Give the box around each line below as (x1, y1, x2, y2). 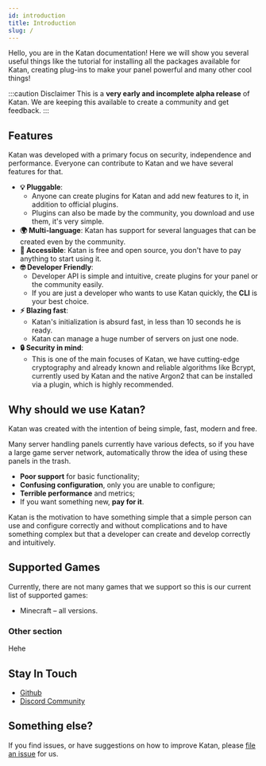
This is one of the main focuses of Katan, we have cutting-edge (31, 355, 240, 364)
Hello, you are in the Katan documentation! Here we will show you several (8, 49, 249, 58)
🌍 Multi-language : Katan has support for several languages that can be (19, 226, 256, 235)
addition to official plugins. (31, 200, 119, 209)
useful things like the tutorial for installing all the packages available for (8, 56, 241, 66)
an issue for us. (8, 749, 59, 758)
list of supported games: (8, 590, 89, 600)
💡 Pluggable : (19, 182, 64, 192)
